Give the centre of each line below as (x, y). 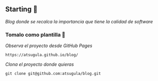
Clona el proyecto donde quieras (40, 64)
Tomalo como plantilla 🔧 (35, 34)
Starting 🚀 (22, 9)
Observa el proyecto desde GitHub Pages (49, 46)
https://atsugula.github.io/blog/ (42, 55)
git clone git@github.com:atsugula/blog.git (53, 74)
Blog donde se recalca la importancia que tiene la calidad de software (79, 21)
